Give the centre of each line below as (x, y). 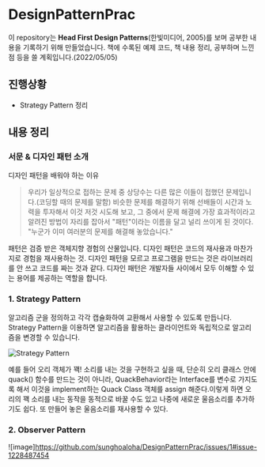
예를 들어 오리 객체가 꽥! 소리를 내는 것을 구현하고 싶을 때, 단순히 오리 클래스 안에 (132, 369)
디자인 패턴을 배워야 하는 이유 (54, 175)
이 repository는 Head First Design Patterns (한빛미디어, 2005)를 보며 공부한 (128, 37)
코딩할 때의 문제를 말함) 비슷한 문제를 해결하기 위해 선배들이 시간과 (141, 202)
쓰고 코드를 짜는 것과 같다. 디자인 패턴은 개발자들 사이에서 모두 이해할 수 (136, 268)
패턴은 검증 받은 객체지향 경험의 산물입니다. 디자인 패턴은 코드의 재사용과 (120, 249)
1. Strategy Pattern (45, 299)
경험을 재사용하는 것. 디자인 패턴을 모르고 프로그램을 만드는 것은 (121, 258)
